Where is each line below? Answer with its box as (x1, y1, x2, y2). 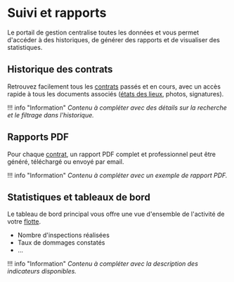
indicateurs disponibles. (7, 267, 77, 276)
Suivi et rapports (7, 5, 107, 21)
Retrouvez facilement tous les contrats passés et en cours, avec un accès (7, 82, 221, 91)
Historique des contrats (7, 63, 113, 75)
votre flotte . (7, 217, 41, 226)
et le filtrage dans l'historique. (7, 110, 95, 119)
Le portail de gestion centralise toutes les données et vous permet (7, 28, 200, 37)
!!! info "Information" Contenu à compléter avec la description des (7, 259, 199, 268)
